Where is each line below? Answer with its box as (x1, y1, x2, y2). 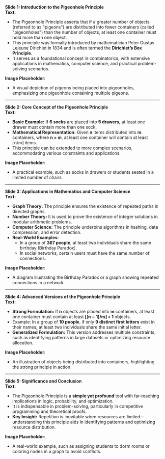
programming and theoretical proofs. (12, 408, 87, 414)
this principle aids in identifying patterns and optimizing (43, 419, 156, 425)
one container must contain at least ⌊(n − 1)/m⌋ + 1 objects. (12, 314, 131, 320)
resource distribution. (12, 424, 56, 430)
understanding (12, 419, 42, 425)
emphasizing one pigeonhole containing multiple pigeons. (12, 90, 129, 96)
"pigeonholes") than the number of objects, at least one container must (12, 29, 157, 35)
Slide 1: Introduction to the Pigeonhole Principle (5, 4, 104, 10)
